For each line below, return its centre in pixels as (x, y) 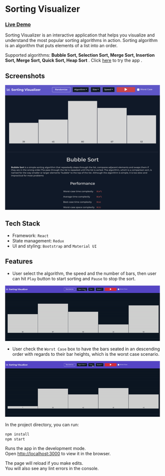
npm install (17, 435)
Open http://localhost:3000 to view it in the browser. (58, 454)
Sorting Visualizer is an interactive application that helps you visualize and (80, 35)
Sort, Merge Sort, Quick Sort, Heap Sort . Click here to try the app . (74, 61)
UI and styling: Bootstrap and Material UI (55, 246)
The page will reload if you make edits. (44, 463)
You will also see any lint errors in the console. (52, 469)
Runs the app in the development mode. (45, 448)
